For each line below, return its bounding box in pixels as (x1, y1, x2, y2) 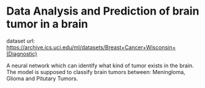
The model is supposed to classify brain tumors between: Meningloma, (6, 68, 185, 75)
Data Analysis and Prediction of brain (6, 4, 199, 18)
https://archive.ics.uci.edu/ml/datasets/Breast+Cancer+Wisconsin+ (6, 44, 176, 51)
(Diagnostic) (6, 50, 38, 57)
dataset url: (6, 37, 35, 44)
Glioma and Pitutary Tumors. (6, 75, 78, 82)
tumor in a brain (6, 17, 88, 31)
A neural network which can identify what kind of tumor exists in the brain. (6, 62, 194, 69)
